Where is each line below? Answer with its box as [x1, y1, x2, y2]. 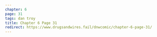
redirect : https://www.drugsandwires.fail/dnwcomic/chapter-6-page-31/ [5, 25, 152, 30]
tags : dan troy [5, 16, 36, 21]
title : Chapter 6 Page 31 [5, 20, 57, 25]
